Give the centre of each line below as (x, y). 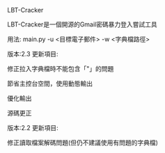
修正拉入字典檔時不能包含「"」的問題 (61, 69)
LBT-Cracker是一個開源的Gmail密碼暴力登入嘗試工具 (82, 24)
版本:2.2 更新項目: (33, 128)
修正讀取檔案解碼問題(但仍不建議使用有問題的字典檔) (83, 143)
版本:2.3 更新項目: (33, 54)
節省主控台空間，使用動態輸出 (50, 83)
